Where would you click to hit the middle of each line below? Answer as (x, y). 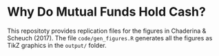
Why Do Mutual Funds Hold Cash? (107, 12)
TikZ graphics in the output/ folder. (57, 45)
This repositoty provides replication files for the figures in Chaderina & (107, 31)
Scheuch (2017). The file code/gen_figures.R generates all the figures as (110, 38)
